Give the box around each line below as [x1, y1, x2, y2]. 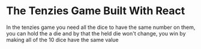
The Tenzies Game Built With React [6, 4, 185, 18]
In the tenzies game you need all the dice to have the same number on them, [6, 24, 196, 31]
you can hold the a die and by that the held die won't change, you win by [6, 30, 186, 37]
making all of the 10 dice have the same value [6, 36, 119, 43]
